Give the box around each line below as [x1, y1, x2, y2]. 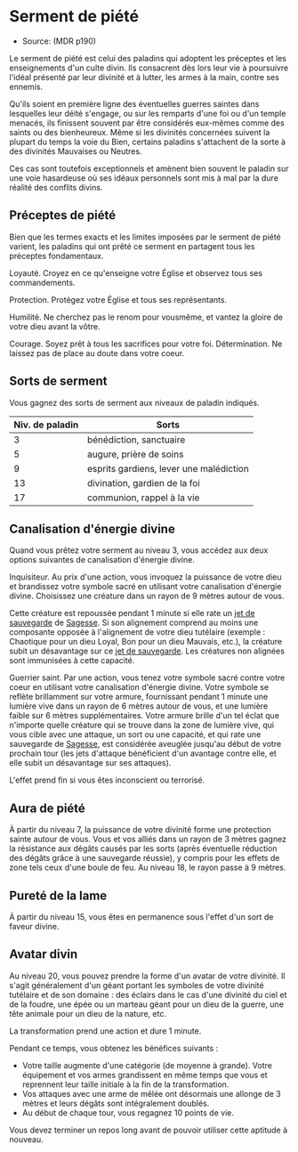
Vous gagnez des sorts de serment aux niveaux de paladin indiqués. [9, 397, 260, 408]
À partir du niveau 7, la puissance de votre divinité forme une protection [9, 824, 271, 835]
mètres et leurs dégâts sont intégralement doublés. [21, 1098, 210, 1108]
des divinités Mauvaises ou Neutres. [9, 145, 142, 157]
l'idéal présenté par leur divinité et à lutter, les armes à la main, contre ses [9, 71, 280, 82]
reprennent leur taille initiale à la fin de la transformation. [21, 1079, 230, 1090]
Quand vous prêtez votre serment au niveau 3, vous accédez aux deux [9, 545, 269, 556]
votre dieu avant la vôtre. [9, 320, 101, 331]
